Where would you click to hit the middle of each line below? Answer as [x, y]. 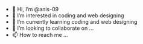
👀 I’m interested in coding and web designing [68, 15]
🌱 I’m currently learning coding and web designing [75, 22]
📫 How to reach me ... [40, 35]
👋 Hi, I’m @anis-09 [35, 9]
